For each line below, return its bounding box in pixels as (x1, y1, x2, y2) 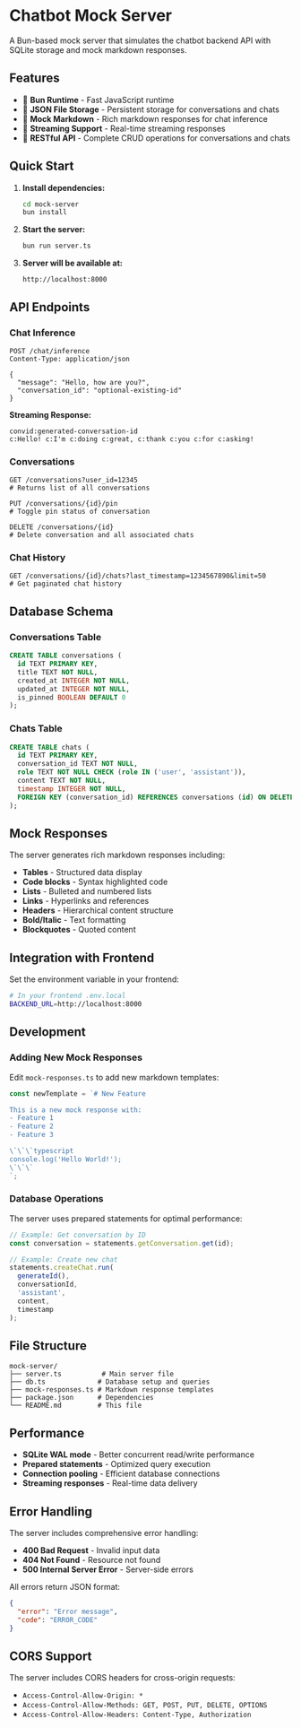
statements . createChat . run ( (9, 1263, 115, 1272)
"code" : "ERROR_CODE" (17, 1615, 99, 1624)
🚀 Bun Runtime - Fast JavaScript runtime (21, 94, 175, 105)
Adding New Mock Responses (9, 1051, 143, 1064)
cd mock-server (21, 199, 80, 209)
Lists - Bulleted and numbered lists (21, 886, 152, 897)
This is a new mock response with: (9, 1105, 142, 1115)
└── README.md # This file (9, 1401, 142, 1411)
